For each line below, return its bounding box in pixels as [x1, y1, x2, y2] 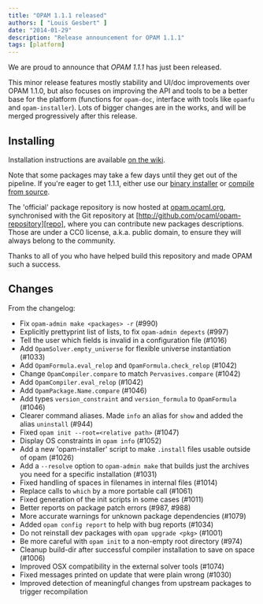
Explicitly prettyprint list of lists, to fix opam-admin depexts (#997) [19, 326, 229, 336]
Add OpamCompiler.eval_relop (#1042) [19, 377, 144, 386]
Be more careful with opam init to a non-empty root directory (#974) [19, 536, 243, 546]
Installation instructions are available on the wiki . [8, 155, 165, 164]
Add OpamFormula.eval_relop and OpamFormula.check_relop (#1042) [19, 360, 238, 370]
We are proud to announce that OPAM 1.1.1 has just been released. [8, 62, 222, 72]
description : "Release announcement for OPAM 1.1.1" [8, 33, 185, 42]
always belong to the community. [8, 236, 116, 245]
